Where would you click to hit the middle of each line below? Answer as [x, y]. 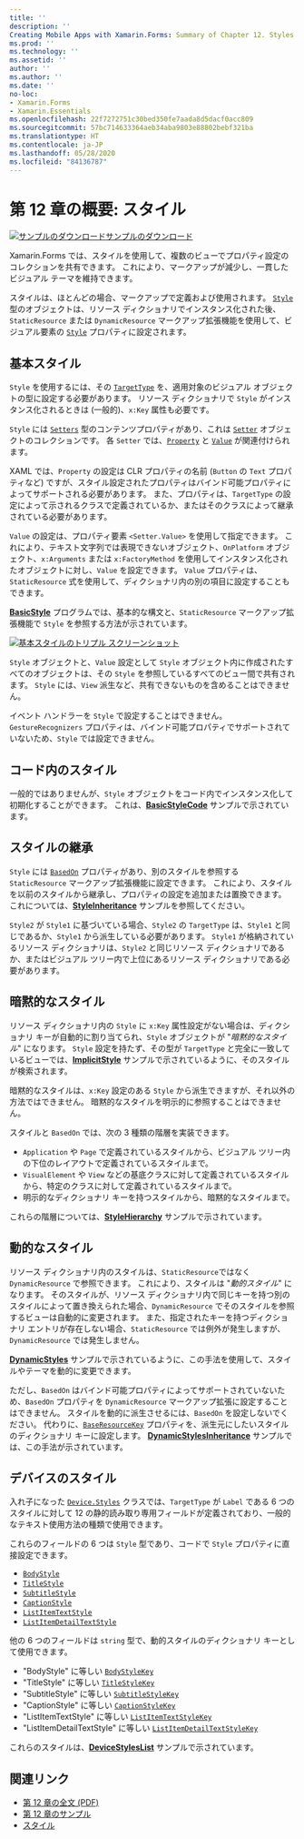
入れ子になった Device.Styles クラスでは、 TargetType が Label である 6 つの [152, 1501]
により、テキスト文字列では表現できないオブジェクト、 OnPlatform [141, 548]
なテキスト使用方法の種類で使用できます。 [88, 1524]
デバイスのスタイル [63, 1478]
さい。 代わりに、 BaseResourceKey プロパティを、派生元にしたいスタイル [153, 1424]
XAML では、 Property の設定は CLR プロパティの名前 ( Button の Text [137, 471]
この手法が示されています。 [77, 1447]
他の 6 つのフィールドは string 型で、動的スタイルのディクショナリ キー [144, 1641]
